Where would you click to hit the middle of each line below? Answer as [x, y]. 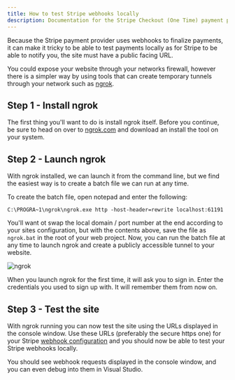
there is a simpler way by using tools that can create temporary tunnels [109, 76]
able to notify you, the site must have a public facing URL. [90, 55]
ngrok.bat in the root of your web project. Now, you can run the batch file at [116, 238]
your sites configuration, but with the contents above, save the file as [107, 230]
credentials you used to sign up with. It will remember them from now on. [113, 287]
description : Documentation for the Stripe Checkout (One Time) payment [115, 20]
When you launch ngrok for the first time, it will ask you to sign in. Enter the [115, 280]
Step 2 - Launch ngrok [57, 159]
